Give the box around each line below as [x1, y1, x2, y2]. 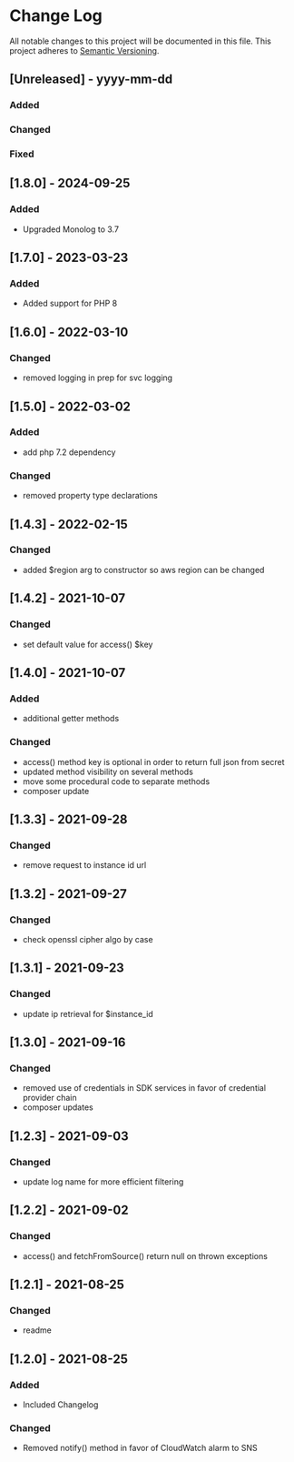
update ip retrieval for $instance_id [22, 1008, 154, 1019]
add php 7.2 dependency [22, 447, 116, 458]
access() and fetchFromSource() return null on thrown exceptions [22, 1250, 268, 1261]
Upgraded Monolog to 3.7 [22, 224, 120, 235]
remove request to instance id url [22, 860, 147, 871]
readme [22, 1325, 52, 1336]
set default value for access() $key [22, 639, 153, 650]
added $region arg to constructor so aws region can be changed [22, 564, 265, 575]
